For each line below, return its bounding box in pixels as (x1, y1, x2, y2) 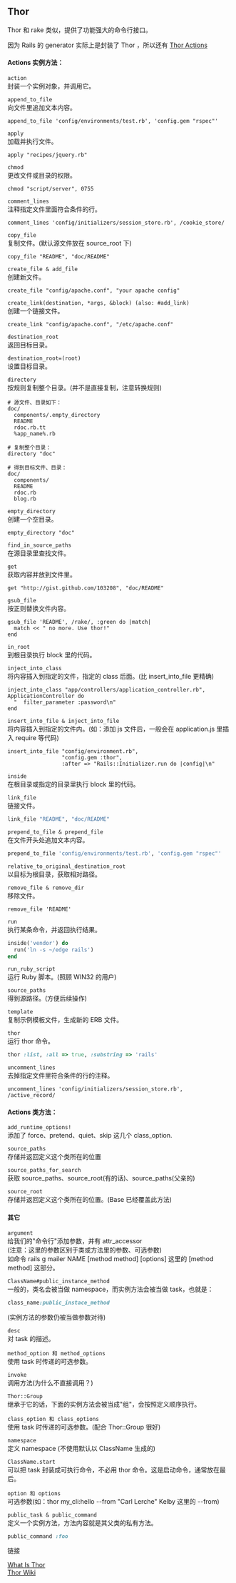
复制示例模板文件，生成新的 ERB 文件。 (7, 1016, 123, 1024)
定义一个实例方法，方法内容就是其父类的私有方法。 (7, 1518, 158, 1527)
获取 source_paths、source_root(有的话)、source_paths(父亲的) (7, 1174, 195, 1183)
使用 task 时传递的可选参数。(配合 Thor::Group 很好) (7, 1422, 161, 1431)
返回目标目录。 (7, 340, 51, 349)
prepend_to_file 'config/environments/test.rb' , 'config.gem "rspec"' (7, 849, 222, 857)
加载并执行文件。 (7, 137, 58, 146)
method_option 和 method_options (7, 1350, 106, 1357)
